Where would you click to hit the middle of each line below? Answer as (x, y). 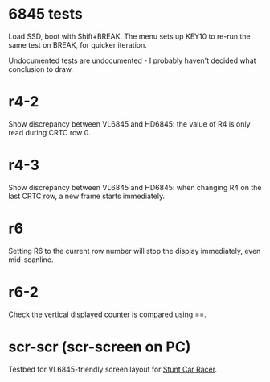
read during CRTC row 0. (49, 132)
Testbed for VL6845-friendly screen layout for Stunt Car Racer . (113, 369)
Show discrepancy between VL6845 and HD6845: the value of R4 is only (129, 124)
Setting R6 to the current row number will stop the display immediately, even (135, 251)
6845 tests (45, 14)
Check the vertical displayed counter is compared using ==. (107, 314)
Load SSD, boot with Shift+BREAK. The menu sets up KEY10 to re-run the (129, 36)
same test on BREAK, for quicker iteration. (78, 44)
